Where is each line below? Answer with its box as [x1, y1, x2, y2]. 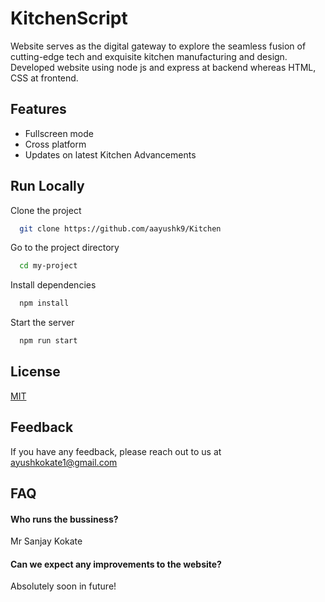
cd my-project [19, 261, 78, 271]
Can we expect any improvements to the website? [10, 558, 222, 570]
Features [10, 101, 67, 118]
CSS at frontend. [10, 72, 79, 84]
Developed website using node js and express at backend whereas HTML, [10, 61, 317, 73]
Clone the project [10, 204, 82, 216]
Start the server [10, 317, 75, 329]
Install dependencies [10, 279, 97, 291]
